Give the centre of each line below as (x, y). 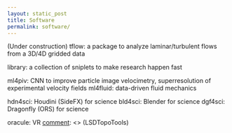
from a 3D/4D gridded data (46, 54)
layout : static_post (37, 14)
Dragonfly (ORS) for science (48, 109)
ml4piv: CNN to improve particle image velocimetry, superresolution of (109, 81)
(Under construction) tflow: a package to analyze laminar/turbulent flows (112, 47)
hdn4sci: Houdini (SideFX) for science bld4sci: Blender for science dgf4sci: (116, 102)
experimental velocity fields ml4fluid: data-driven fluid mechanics (102, 88)
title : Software (31, 20)
